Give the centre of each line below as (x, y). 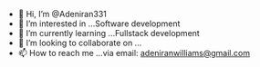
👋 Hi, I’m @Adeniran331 (62, 14)
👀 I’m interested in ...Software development (99, 24)
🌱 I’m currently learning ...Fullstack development (109, 33)
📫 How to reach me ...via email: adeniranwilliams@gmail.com (134, 53)
